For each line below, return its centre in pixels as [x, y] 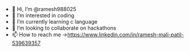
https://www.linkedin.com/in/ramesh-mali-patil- [126, 35]
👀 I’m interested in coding [43, 15]
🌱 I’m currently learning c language [55, 22]
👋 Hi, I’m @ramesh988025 [44, 9]
